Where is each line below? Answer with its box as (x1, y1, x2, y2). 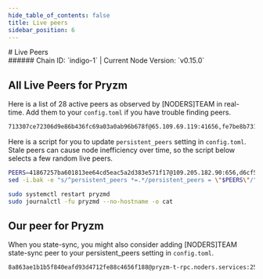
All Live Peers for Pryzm (8, 78, 128, 92)
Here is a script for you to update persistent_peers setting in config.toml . (8, 137, 247, 147)
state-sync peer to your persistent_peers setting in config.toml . (8, 248, 214, 258)
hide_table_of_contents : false (8, 11, 110, 20)
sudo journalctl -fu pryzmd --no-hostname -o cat (8, 197, 174, 205)
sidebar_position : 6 (8, 26, 76, 34)
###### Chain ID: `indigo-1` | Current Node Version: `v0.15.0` (8, 56, 205, 65)
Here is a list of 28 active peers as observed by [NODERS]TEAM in (8, 100, 223, 109)
